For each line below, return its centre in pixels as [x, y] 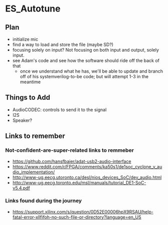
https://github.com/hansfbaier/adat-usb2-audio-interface [72, 161]
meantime [30, 82]
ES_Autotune [33, 9]
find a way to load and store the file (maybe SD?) [63, 45]
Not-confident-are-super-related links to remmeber [70, 150]
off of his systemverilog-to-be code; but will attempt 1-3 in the [84, 76]
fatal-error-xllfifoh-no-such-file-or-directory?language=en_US [77, 217]
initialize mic [25, 39]
